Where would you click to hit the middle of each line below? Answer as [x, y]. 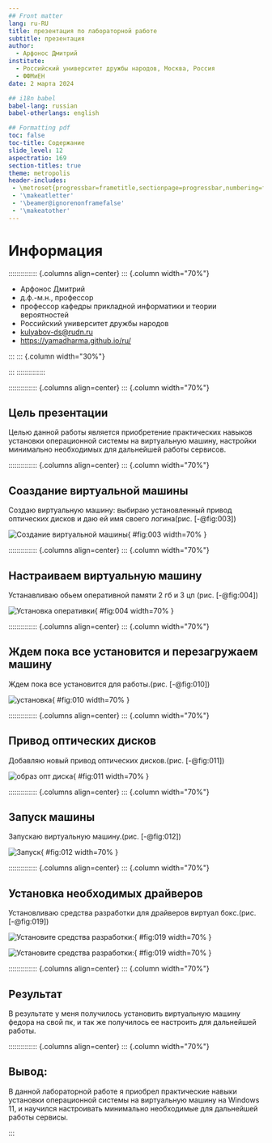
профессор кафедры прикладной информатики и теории [118, 306]
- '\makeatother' [41, 210]
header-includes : [38, 181]
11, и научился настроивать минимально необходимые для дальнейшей [133, 1108]
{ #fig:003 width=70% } [167, 534]
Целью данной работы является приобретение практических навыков [130, 432]
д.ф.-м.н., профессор [57, 297]
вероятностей [44, 314]
